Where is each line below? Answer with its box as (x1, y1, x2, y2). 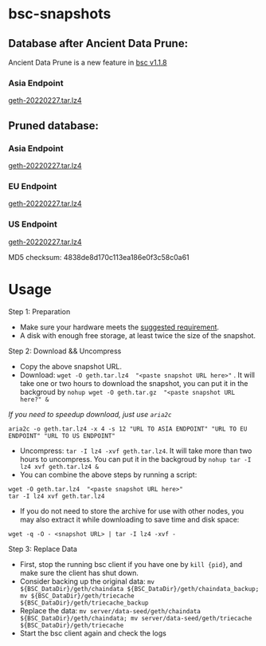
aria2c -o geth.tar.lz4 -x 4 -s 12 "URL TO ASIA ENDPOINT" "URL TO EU (8, 424, 248, 433)
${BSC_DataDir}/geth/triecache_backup (19, 599, 149, 607)
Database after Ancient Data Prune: (8, 37, 189, 50)
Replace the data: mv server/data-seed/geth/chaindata (19, 605, 201, 615)
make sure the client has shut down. (19, 568, 139, 577)
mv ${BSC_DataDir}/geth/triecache (19, 592, 135, 600)
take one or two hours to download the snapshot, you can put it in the (19, 378, 248, 388)
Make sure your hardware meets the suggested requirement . (19, 322, 220, 332)
